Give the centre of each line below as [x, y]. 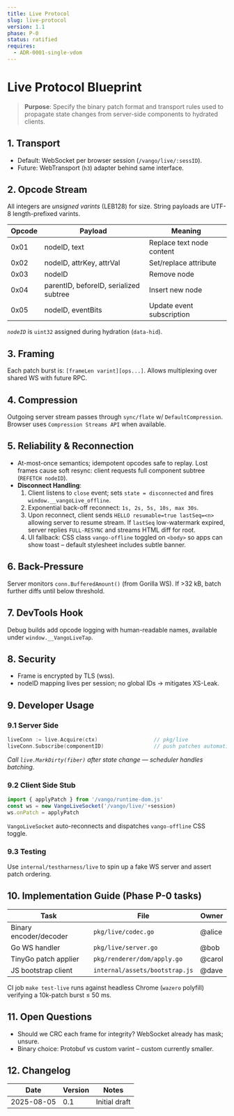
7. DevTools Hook [45, 613]
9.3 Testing [27, 851]
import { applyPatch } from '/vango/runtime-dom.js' [85, 800]
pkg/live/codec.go [124, 932]
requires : [22, 46]
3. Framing [31, 354]
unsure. [28, 1041]
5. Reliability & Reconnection [71, 446]
